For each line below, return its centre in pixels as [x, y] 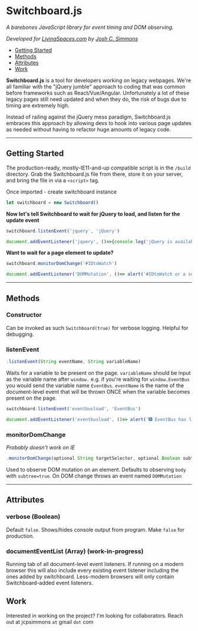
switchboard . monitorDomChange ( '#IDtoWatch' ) [62, 264]
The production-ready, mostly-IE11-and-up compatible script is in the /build [98, 168]
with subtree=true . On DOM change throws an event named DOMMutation [94, 476]
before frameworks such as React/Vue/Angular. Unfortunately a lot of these [98, 93]
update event [23, 220]
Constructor [24, 315]
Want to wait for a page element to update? [60, 253]
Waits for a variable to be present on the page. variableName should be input [98, 372]
